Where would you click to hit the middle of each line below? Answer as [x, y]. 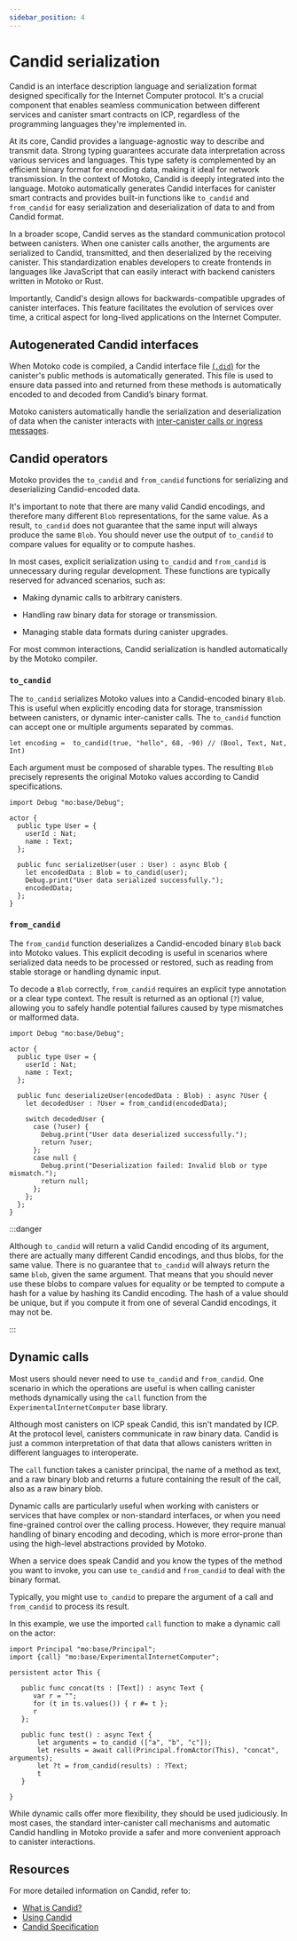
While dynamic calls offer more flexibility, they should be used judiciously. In [148, 1813]
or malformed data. [44, 1017]
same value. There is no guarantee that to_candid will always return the [140, 1265]
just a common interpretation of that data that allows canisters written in [141, 1443]
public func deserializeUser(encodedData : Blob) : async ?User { [142, 1095]
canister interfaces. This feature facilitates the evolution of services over [141, 307]
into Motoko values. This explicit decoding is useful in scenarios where [138, 952]
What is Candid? [52, 1908]
